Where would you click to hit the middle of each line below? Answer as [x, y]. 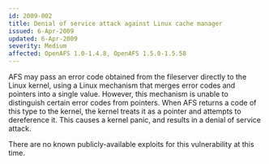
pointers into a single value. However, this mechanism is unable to [118, 94]
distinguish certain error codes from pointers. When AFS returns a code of [132, 103]
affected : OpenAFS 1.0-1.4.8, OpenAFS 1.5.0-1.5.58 [97, 54]
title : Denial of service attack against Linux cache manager [115, 24]
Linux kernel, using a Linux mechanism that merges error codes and [122, 85]
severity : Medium [38, 46]
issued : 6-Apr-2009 [41, 31]
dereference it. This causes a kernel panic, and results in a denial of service [135, 120]
